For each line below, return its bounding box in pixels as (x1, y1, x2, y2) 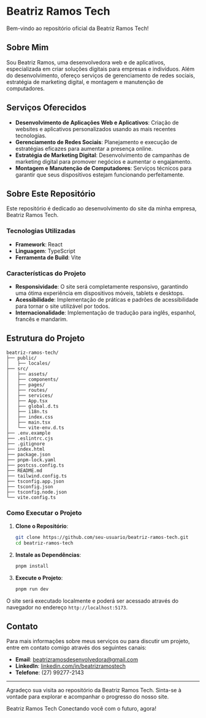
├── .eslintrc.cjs (6, 435, 53, 441)
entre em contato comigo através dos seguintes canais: (6, 644, 147, 651)
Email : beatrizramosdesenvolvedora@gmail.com (15, 656, 139, 663)
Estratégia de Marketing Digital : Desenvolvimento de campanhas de (15, 151, 190, 159)
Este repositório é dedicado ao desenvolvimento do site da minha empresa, (6, 205, 197, 212)
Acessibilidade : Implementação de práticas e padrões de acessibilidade (15, 296, 199, 303)
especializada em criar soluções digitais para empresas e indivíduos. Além (6, 65, 195, 72)
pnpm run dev (15, 586, 49, 592)
